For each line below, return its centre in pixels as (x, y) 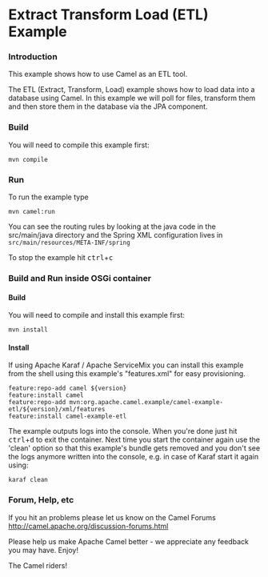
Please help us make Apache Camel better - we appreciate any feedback (129, 541)
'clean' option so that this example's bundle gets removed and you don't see (134, 448)
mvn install (28, 330)
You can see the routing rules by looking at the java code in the (112, 226)
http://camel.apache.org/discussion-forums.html (88, 526)
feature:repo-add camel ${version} (68, 389)
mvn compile (28, 159)
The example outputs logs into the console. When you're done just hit (123, 431)
